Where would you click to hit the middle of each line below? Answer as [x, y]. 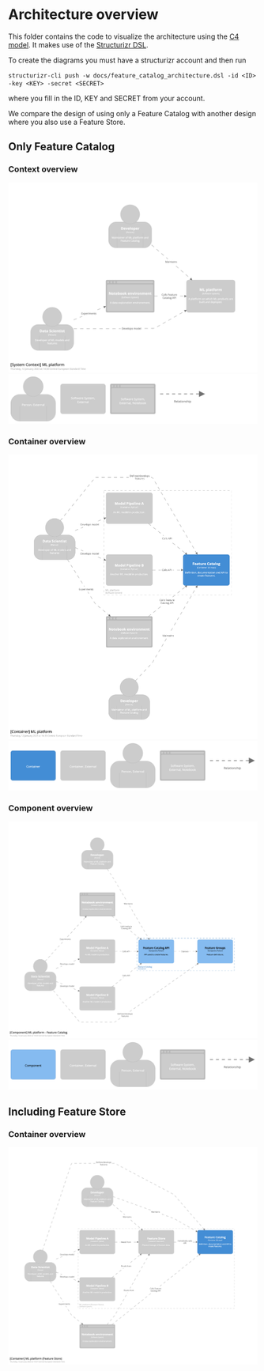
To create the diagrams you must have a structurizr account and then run [127, 60]
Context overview [43, 169]
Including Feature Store [67, 1111]
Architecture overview [83, 15]
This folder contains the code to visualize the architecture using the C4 [124, 36]
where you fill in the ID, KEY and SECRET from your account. [107, 98]
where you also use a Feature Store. [67, 122]
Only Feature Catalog [62, 147]
